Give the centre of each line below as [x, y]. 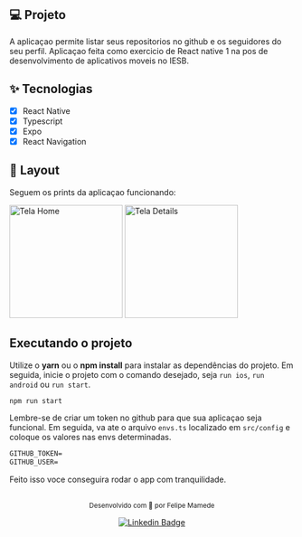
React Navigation [54, 141]
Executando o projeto [71, 343]
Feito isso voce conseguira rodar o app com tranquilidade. [118, 480]
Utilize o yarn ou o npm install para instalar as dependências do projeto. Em [151, 365]
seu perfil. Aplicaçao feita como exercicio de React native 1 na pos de [139, 51]
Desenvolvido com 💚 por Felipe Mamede [152, 506]
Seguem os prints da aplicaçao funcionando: [93, 192]
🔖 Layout [35, 170]
